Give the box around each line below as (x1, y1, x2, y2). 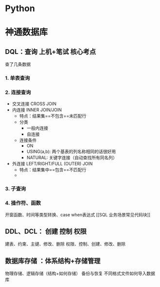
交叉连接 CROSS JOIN (12, 101, 57, 107)
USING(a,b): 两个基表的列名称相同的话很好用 (26, 149, 116, 155)
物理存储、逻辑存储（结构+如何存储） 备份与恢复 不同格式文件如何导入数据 (5, 270, 156, 276)
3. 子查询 (5, 185, 26, 192)
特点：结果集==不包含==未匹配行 (19, 113, 87, 119)
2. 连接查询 (5, 89, 31, 96)
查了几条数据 (5, 61, 31, 67)
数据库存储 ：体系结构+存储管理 (5, 256, 101, 265)
